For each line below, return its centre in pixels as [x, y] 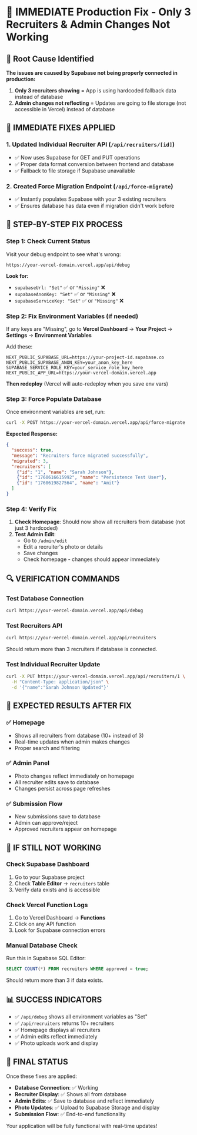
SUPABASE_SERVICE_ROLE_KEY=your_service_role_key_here [75, 367]
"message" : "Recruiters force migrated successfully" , [80, 456]
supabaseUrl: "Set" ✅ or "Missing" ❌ [60, 287]
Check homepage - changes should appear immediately [91, 559]
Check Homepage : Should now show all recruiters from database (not [100, 522]
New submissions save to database [58, 817]
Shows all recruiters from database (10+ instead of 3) [79, 735]
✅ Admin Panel [28, 763]
